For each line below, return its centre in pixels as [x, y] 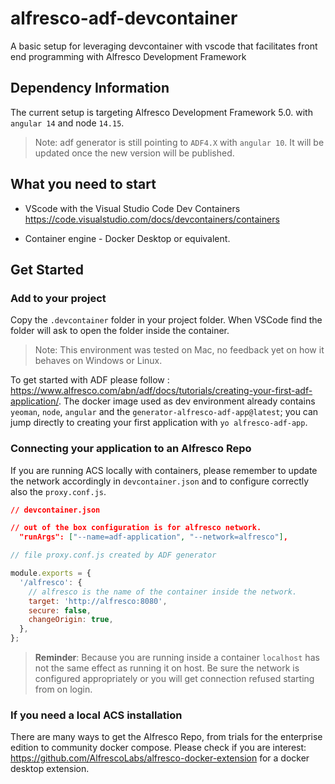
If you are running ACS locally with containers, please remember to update [164, 470]
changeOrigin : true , [71, 620]
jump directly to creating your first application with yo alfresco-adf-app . [159, 423]
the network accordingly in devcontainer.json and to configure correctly [160, 481]
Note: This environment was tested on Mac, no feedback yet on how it [179, 350]
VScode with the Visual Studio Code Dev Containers [132, 208]
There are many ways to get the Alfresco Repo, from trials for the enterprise [166, 737]
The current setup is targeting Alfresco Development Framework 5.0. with [161, 112]
